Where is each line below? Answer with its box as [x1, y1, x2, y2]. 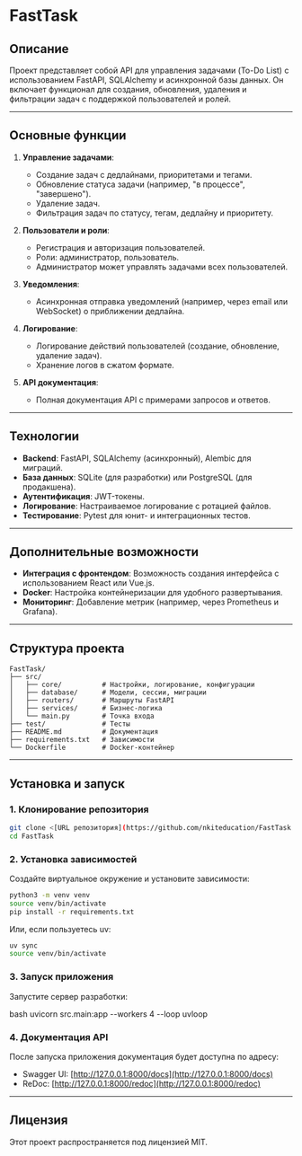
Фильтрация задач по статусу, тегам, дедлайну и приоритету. [35, 207, 274, 218]
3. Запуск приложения [9, 971, 114, 984]
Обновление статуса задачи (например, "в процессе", [35, 179, 245, 190]
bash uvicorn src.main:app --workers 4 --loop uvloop [9, 1008, 209, 1019]
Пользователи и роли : [22, 225, 110, 235]
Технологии [9, 428, 79, 445]
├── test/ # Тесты [9, 719, 130, 728]
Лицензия [9, 1113, 68, 1128]
